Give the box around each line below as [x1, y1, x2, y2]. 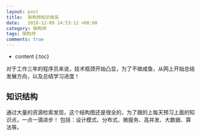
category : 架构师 [6, 25, 47, 32]
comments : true [6, 36, 44, 42]
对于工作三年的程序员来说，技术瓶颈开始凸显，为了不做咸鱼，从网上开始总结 [6, 65, 195, 72]
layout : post [6, 8, 39, 15]
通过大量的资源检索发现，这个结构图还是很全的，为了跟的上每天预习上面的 [6, 109, 190, 116]
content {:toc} [14, 53, 50, 60]
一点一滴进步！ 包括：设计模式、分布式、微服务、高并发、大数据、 [22, 116, 186, 123]
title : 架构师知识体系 [6, 14, 59, 20]
